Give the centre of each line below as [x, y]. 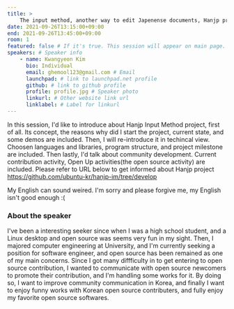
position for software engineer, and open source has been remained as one [115, 253]
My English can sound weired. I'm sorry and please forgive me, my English [114, 190]
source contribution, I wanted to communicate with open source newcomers [117, 268]
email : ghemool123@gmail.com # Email [80, 72]
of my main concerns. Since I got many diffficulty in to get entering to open [115, 261]
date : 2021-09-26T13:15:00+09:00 [56, 27]
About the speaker [39, 215]
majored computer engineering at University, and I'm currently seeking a [111, 246]
